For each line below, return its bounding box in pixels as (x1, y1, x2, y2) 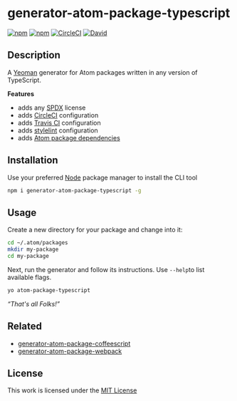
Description (7, 49, 60, 61)
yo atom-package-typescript (7, 286, 91, 293)
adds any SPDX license (17, 103, 86, 112)
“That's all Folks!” (7, 299, 60, 308)
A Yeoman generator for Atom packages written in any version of (7, 68, 198, 76)
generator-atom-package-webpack (17, 347, 122, 355)
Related (7, 321, 43, 333)
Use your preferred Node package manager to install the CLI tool (7, 173, 198, 182)
